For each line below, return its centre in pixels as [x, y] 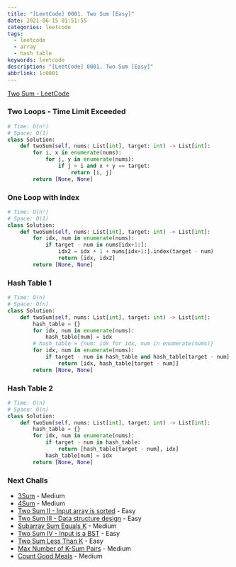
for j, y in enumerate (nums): [90, 159]
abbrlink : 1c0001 [33, 73]
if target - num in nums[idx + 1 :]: [96, 245]
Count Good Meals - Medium [60, 556]
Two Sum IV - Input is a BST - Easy [69, 533]
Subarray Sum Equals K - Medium [67, 526]
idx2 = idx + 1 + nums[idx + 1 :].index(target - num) [136, 252]
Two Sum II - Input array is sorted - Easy [77, 510]
